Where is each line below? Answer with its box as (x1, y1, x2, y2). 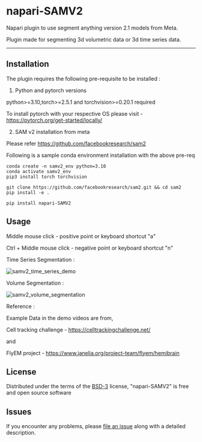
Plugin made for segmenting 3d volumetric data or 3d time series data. (6, 36, 182, 43)
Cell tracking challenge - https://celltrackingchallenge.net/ (6, 326, 151, 333)
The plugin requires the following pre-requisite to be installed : (6, 75, 161, 82)
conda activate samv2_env (6, 168, 71, 174)
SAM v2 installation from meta (14, 128, 90, 135)
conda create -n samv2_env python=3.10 (6, 163, 106, 169)
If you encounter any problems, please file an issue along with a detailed (6, 423, 186, 430)
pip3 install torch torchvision (6, 174, 87, 180)
